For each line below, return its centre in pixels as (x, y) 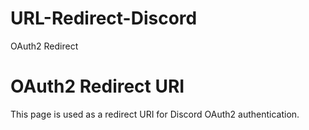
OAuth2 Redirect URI (97, 86)
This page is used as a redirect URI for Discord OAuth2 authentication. (155, 114)
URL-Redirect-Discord (104, 18)
